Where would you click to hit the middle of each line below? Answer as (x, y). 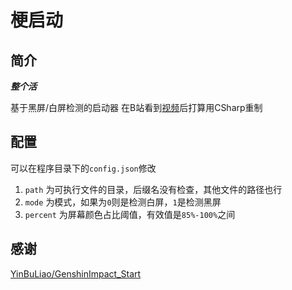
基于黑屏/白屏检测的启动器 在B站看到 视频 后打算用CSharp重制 (136, 107)
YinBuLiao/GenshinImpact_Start (76, 273)
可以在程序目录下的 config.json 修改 (83, 168)
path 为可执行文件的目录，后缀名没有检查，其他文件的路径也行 (153, 189)
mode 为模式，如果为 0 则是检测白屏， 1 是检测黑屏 (123, 202)
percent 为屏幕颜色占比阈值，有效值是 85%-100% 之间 (130, 214)
